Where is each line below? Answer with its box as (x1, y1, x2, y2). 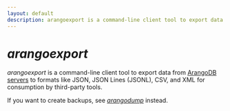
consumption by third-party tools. (7, 83, 103, 91)
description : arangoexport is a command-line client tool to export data (7, 16, 224, 23)
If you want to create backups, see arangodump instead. (7, 97, 169, 105)
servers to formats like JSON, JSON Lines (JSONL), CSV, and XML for (7, 76, 205, 84)
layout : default (7, 10, 54, 17)
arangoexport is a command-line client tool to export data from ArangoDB (7, 69, 217, 77)
